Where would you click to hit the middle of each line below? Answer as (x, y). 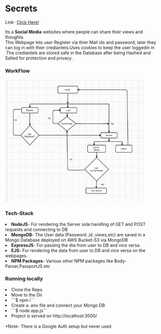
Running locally (24, 279)
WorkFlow (18, 71)
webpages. (16, 256)
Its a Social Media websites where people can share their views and (74, 32)
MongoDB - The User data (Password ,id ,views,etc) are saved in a (79, 234)
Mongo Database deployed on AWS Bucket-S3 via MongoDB (67, 240)
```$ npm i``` (23, 300)
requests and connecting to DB (36, 229)
